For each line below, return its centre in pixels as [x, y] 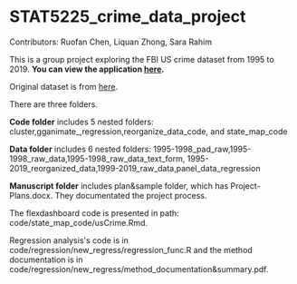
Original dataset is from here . [64, 86]
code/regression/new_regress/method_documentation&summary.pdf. [139, 269]
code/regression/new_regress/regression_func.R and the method [131, 250]
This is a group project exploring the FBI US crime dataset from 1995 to [142, 59]
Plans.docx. [31, 195]
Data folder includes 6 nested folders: [81, 149]
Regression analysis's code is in [69, 240]
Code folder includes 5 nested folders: [81, 122]
